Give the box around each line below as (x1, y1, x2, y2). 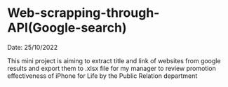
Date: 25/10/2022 (7, 43, 58, 51)
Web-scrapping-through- (7, 5, 160, 21)
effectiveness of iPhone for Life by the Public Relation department (7, 72, 198, 80)
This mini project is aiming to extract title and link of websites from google (7, 56, 221, 65)
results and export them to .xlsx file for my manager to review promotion (7, 64, 216, 72)
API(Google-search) (7, 20, 127, 36)
